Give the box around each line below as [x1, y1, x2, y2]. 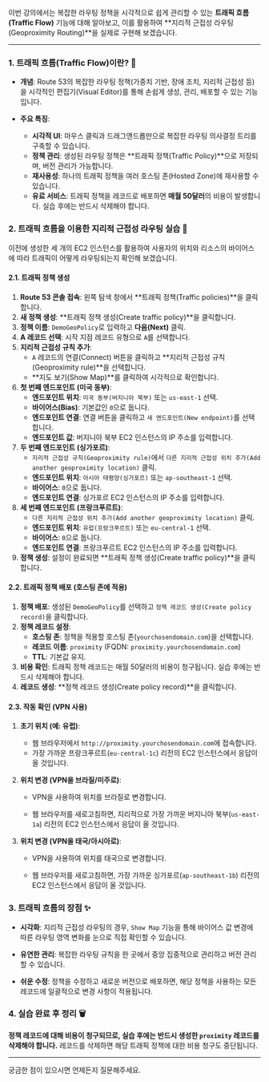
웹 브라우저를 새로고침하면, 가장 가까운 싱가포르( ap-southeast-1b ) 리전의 [31, 870, 260, 880]
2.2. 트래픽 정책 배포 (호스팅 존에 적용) [8, 583, 128, 592]
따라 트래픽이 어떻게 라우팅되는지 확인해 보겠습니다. [16, 252, 178, 263]
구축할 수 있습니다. [31, 141, 90, 151]
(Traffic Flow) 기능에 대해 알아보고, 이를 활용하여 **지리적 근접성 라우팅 [8, 18, 234, 27]
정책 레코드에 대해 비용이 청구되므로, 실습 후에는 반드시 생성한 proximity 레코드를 [8, 1030, 260, 1040]
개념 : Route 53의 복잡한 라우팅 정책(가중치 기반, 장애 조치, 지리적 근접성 [19, 77, 244, 87]
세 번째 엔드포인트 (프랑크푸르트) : [19, 503, 123, 512]
